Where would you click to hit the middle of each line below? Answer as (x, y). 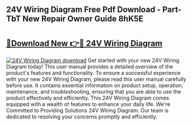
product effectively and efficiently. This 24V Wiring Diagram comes (88, 98)
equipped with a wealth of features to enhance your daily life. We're (88, 104)
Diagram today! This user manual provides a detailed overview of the (90, 67)
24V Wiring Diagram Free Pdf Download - (83, 10)
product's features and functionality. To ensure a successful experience (93, 73)
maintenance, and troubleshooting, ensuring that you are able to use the (94, 92)
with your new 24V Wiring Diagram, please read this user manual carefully (96, 79)
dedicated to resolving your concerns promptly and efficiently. (82, 117)
